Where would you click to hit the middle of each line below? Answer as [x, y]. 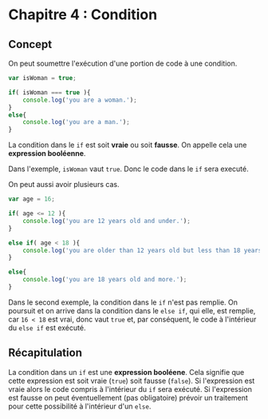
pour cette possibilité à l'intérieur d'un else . [80, 406]
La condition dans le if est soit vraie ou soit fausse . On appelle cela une [128, 145]
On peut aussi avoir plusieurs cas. [64, 185]
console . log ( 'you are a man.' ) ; [76, 122]
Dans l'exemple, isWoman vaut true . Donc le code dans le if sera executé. [128, 169]
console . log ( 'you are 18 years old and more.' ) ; [105, 280]
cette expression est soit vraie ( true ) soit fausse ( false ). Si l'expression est [132, 381]
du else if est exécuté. [47, 327]
